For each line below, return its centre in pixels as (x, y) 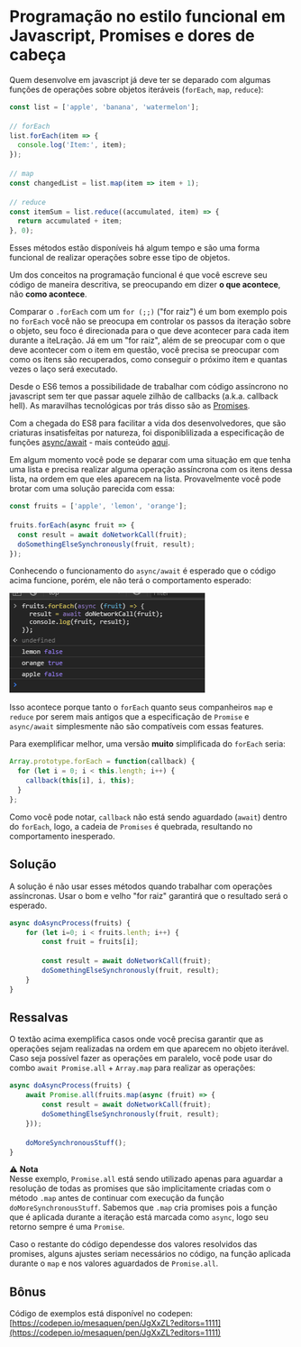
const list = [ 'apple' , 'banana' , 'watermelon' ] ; (105, 107)
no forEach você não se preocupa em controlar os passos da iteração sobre (150, 321)
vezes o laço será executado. (64, 369)
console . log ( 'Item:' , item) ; (72, 145)
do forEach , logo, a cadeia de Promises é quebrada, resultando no (131, 826)
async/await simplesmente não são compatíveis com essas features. (137, 727)
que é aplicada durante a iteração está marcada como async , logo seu (139, 1217)
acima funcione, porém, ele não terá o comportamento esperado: (131, 581)
